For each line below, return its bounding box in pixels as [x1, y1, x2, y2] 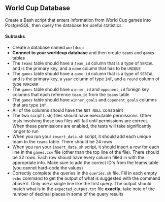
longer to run [12, 128, 39, 135]
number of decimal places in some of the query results [12, 191, 124, 197]
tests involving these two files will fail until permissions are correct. [12, 118, 149, 124]
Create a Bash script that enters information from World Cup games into [5, 17, 151, 23]
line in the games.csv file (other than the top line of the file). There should [12, 149, 160, 155]
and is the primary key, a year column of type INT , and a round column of [12, 76, 160, 82]
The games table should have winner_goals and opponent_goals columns [12, 97, 157, 103]
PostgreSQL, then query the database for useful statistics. [5, 22, 123, 28]
